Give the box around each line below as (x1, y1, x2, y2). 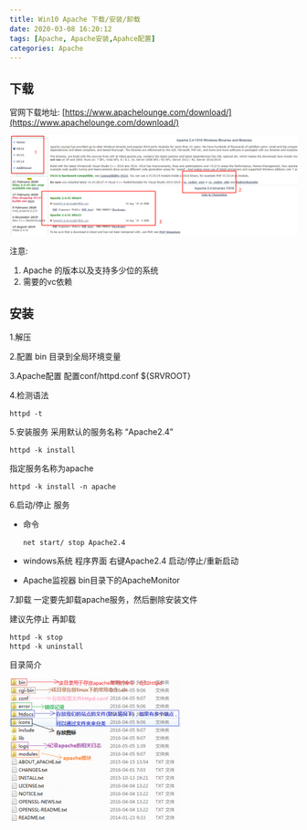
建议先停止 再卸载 (9, 614, 76, 625)
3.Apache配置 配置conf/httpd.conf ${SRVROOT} (9, 371, 192, 382)
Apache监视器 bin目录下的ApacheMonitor (22, 575, 181, 586)
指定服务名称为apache (9, 463, 94, 474)
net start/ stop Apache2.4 (22, 539, 126, 548)
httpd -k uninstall (9, 642, 84, 652)
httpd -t (9, 409, 43, 419)
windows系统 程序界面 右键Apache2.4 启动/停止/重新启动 (22, 555, 239, 566)
